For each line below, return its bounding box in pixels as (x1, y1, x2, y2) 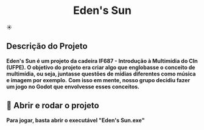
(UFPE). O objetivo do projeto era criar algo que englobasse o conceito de (6, 63, 195, 71)
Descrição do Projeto (6, 41, 88, 51)
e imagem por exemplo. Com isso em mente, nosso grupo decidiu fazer (6, 76, 191, 83)
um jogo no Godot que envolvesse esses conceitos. (6, 83, 140, 90)
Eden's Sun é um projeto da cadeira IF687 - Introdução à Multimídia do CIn (6, 57, 198, 64)
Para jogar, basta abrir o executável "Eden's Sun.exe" (6, 116, 145, 124)
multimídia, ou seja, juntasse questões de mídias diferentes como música (6, 70, 196, 77)
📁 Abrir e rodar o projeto (6, 100, 99, 111)
